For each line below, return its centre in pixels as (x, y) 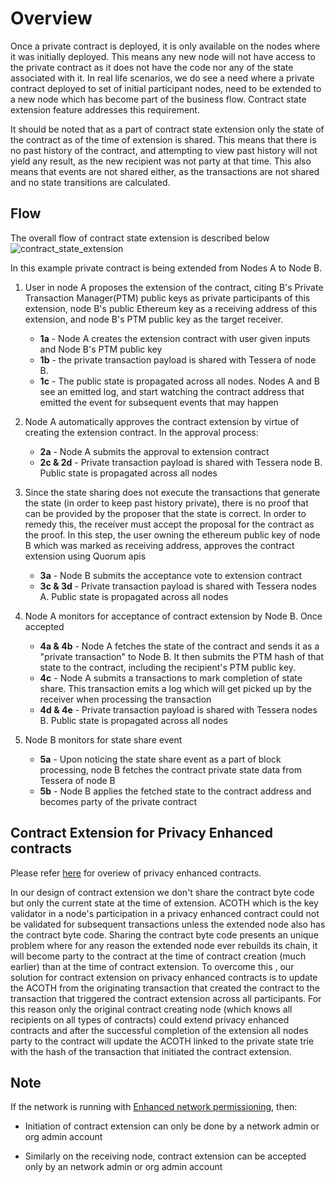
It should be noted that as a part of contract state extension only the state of (167, 129)
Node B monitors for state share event (103, 739)
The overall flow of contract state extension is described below (140, 238)
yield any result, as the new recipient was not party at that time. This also (161, 161)
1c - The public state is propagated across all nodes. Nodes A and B (179, 381)
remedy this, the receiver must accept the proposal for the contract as (169, 524)
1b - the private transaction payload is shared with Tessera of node (178, 359)
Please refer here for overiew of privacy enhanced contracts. (136, 873)
